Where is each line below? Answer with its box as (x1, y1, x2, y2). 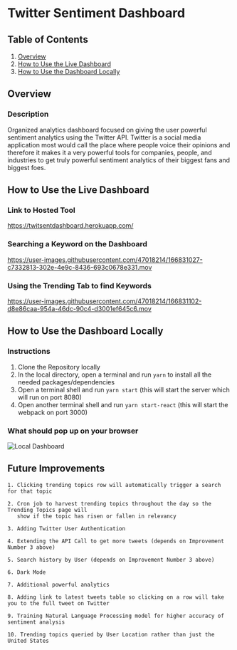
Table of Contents (7, 33, 89, 46)
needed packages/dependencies (17, 377, 115, 386)
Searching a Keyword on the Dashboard (7, 239, 148, 249)
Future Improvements (7, 463, 105, 475)
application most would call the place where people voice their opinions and (7, 140, 231, 149)
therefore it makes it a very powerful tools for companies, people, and (7, 148, 212, 157)
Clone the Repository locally (17, 362, 101, 371)
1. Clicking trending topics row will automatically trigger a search (7, 481, 221, 488)
